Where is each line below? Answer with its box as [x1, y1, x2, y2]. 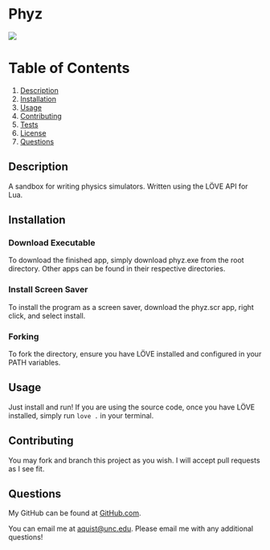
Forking [8, 331, 39, 342]
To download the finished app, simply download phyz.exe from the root [8, 255, 244, 265]
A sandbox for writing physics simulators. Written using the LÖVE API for [8, 181, 248, 191]
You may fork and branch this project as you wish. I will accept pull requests [8, 455, 260, 465]
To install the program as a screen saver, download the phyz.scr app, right [8, 302, 255, 312]
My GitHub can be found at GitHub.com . [8, 508, 142, 518]
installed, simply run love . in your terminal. [8, 410, 154, 420]
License [19, 128, 47, 137]
